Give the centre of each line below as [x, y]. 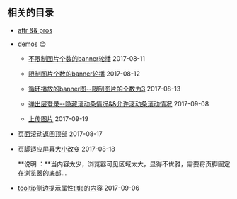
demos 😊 [32, 44]
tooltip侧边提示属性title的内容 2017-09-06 [79, 188]
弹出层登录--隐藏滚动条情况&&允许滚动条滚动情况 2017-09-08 [118, 103]
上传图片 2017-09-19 [58, 118]
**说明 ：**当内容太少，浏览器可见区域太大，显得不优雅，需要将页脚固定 [124, 164]
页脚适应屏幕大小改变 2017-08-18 [66, 149]
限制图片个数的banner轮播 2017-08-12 [84, 74]
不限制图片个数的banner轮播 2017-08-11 [86, 58]
